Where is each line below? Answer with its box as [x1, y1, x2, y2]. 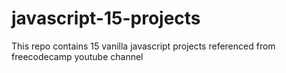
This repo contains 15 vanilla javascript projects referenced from [11, 40, 276, 52]
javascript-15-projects [11, 7, 201, 30]
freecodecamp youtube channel [11, 50, 144, 62]
